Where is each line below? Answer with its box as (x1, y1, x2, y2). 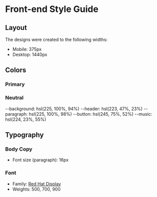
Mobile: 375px (12, 46, 42, 52)
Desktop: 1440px (12, 51, 48, 57)
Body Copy (5, 146, 33, 153)
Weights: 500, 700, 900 (12, 186, 61, 192)
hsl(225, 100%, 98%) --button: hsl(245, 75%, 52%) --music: (29, 111, 153, 117)
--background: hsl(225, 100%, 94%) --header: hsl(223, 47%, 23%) (5, 106, 143, 112)
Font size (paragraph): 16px (12, 157, 69, 163)
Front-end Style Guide (5, 3, 98, 15)
